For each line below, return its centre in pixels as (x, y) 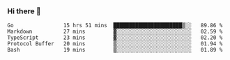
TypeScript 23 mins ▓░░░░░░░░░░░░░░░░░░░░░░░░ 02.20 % (115, 38)
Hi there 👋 (24, 11)
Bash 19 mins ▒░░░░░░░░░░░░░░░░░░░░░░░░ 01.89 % (115, 50)
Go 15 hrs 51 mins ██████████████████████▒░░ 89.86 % (115, 26)
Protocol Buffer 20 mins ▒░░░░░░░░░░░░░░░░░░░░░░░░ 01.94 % (115, 44)
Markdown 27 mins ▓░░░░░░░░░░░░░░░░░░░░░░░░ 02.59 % (115, 32)
